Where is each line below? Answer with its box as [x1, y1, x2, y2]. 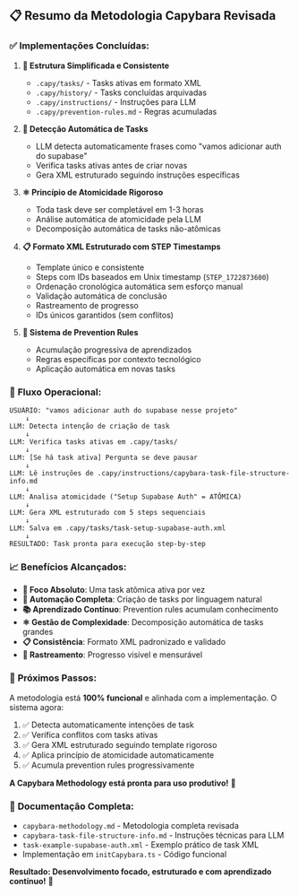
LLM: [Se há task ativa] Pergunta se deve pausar [9, 453, 199, 462]
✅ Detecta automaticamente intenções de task [21, 719, 194, 730]
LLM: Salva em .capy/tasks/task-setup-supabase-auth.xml [9, 524, 226, 533]
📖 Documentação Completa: [9, 800, 134, 812]
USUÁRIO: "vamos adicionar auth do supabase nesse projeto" [9, 405, 239, 415]
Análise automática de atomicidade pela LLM [35, 213, 201, 224]
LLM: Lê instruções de [9, 468, 94, 478]
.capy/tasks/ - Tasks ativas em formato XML [35, 77, 201, 88]
